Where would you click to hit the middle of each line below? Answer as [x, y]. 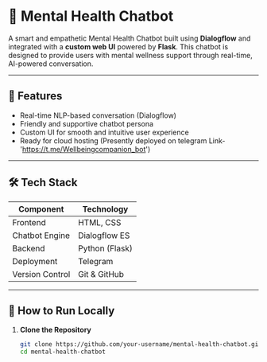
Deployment [35, 261]
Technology [105, 208]
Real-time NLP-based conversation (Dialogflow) [98, 115]
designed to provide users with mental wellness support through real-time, [130, 55]
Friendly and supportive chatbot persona [86, 123]
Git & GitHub [101, 274]
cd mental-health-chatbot [62, 352]
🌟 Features [35, 96]
